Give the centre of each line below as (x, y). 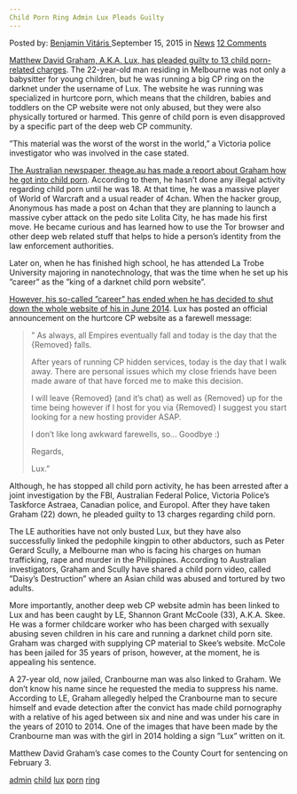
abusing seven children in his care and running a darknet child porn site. (141, 633)
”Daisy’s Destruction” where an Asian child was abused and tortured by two (147, 578)
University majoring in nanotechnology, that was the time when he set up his (149, 272)
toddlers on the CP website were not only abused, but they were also (135, 107)
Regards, (47, 451)
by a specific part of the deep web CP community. (101, 126)
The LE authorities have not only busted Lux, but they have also (125, 531)
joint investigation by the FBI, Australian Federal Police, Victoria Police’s (140, 495)
